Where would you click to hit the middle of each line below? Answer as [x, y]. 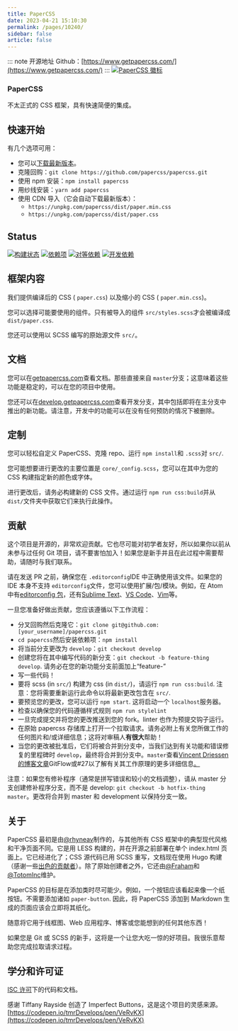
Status [22, 236]
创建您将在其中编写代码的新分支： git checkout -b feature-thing [113, 658]
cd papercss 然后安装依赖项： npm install [78, 640]
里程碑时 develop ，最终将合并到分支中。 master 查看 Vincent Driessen [129, 755]
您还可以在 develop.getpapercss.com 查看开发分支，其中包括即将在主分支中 [117, 402]
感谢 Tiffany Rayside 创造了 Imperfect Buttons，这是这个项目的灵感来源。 [114, 1004]
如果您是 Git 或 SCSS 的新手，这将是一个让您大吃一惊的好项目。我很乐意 [113, 938]
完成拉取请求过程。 [47, 947]
